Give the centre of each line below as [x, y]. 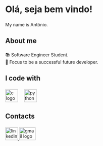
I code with [23, 78]
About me [21, 41]
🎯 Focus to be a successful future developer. [52, 62]
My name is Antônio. [27, 25]
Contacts [20, 116]
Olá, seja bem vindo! [49, 9]
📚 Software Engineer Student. [37, 55]
